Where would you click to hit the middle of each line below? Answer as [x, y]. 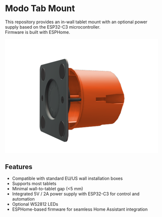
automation [23, 199]
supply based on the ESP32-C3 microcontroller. [53, 27]
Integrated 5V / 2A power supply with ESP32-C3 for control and [76, 194]
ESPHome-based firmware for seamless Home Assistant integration [80, 209]
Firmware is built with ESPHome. [38, 32]
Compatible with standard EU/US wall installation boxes [67, 178]
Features [19, 167]
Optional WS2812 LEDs [35, 204]
